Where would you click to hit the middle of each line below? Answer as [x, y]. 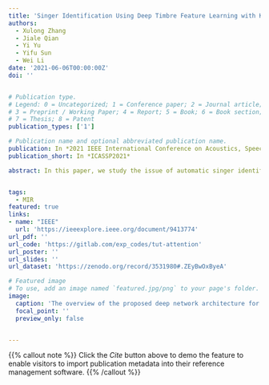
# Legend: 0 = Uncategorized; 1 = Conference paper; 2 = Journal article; [136, 104]
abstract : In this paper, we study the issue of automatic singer [121, 170]
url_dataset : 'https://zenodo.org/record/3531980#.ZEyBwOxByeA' [118, 267]
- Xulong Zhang [41, 30]
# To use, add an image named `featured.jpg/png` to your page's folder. [134, 289]
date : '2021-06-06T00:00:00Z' [59, 68]
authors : [23, 23]
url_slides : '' [34, 259]
